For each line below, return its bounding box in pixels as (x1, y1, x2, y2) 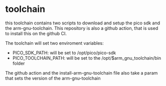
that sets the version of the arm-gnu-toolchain (5, 75, 101, 81)
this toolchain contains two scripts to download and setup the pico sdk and (5, 20, 160, 26)
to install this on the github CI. (5, 30, 67, 36)
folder (12, 60, 25, 66)
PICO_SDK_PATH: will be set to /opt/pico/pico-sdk (12, 50, 116, 56)
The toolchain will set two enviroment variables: (5, 40, 104, 46)
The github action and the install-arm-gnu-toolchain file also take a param (5, 70, 158, 76)
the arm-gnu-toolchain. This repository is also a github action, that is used (5, 25, 158, 31)
